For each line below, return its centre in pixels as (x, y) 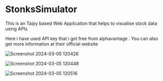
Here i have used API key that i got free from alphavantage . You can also (82, 38)
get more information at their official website (52, 44)
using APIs (17, 28)
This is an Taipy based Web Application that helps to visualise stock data (81, 23)
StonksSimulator (41, 9)
